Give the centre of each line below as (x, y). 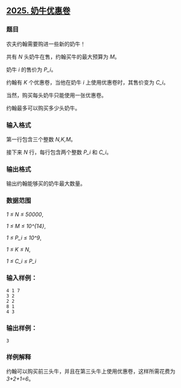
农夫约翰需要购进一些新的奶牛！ (46, 43)
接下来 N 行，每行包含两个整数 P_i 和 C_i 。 (59, 152)
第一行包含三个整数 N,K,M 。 (41, 139)
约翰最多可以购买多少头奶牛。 (43, 108)
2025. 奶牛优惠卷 (38, 11)
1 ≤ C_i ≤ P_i (21, 261)
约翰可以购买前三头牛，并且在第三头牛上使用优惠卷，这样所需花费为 (91, 371)
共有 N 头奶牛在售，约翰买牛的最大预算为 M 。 (63, 57)
